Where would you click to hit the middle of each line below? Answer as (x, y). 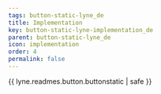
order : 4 (22, 52)
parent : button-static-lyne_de (60, 37)
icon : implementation (44, 45)
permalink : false (37, 60)
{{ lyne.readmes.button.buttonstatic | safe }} (80, 81)
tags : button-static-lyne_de (56, 15)
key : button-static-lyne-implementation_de (81, 30)
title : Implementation (45, 23)
